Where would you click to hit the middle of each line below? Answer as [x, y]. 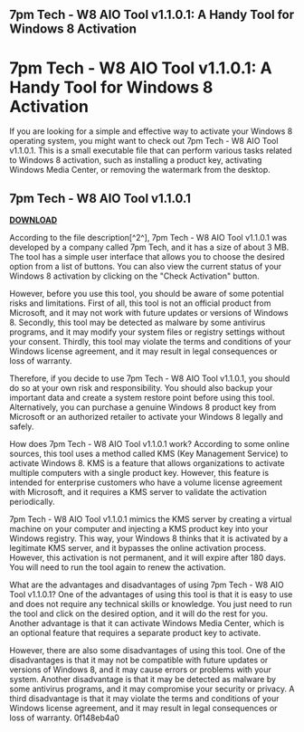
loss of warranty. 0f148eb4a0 [65, 718]
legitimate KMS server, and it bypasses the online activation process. [138, 548]
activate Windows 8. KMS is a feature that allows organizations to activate [147, 463]
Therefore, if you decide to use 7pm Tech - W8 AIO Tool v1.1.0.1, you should [150, 378]
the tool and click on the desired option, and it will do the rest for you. [139, 613]
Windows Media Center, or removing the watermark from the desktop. [140, 170]
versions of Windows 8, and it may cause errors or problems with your [140, 670]
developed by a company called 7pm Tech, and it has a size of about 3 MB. [149, 247]
